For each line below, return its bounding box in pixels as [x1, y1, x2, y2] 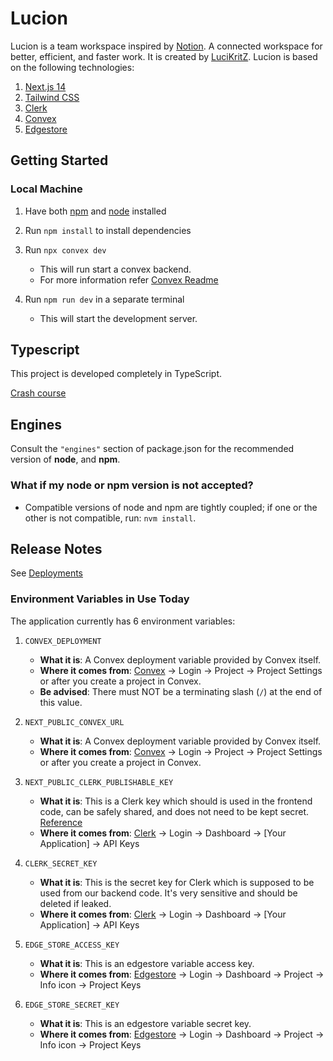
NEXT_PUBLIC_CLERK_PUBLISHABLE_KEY [24, 777, 174, 787]
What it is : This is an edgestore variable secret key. [39, 1017, 252, 1029]
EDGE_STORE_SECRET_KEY [24, 1000, 120, 1010]
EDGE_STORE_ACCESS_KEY [24, 940, 120, 950]
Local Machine [10, 182, 83, 196]
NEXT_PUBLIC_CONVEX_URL [24, 717, 125, 727]
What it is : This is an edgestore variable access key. [39, 957, 255, 969]
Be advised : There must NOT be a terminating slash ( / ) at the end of [39, 685, 323, 697]
